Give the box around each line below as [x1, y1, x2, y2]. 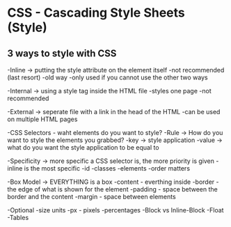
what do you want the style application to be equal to [7, 143, 159, 151]
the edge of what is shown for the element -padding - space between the [7, 185, 218, 193]
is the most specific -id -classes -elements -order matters [24, 164, 190, 172]
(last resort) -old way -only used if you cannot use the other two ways [7, 73, 208, 81]
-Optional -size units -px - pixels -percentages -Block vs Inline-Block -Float [7, 206, 224, 214]
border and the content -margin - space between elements [7, 193, 176, 201]
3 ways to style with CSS [7, 47, 117, 59]
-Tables [7, 214, 29, 221]
